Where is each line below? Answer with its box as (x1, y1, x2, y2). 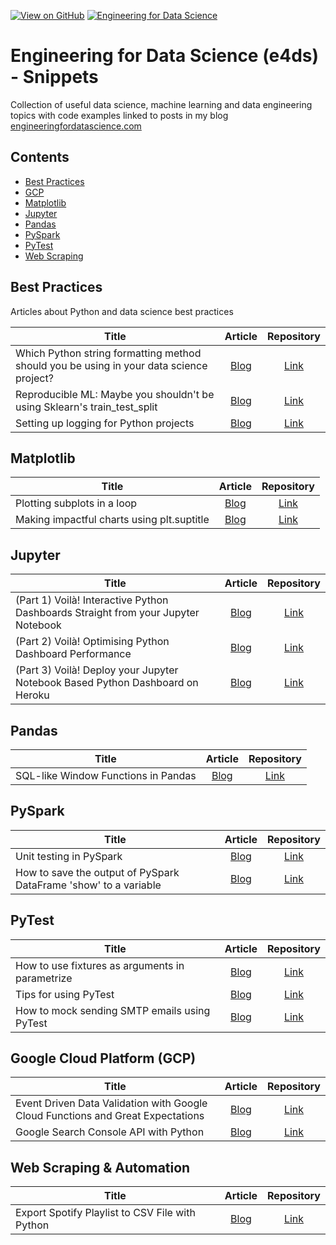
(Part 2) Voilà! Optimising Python (15, 635, 170, 649)
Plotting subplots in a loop (15, 496, 138, 510)
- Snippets (10, 66, 99, 89)
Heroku (15, 688, 50, 702)
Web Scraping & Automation (10, 1159, 191, 1176)
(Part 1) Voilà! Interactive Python (15, 593, 169, 607)
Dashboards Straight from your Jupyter (15, 606, 200, 620)
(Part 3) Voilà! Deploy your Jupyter (15, 663, 179, 677)
